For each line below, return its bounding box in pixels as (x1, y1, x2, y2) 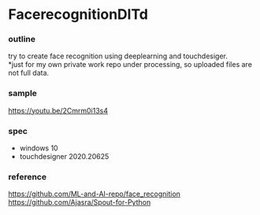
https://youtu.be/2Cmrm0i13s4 (8, 106, 109, 115)
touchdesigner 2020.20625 (19, 152, 110, 161)
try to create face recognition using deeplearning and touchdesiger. (8, 51, 228, 61)
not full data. (8, 69, 50, 78)
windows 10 (19, 143, 58, 153)
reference (8, 172, 47, 182)
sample (8, 88, 38, 99)
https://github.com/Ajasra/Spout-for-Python (8, 198, 151, 207)
